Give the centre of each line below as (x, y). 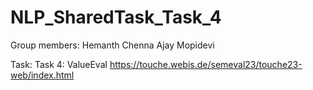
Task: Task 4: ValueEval (59, 64)
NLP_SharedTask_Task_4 (116, 17)
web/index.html (42, 75)
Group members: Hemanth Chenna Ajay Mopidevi (112, 45)
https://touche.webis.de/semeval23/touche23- (206, 64)
